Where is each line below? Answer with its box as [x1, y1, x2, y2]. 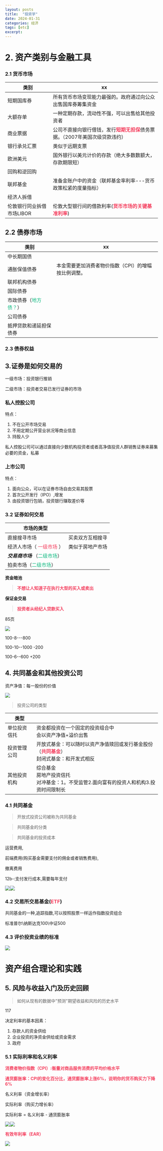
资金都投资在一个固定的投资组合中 [36, 724, 114, 731]
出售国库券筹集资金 [52, 101, 97, 108]
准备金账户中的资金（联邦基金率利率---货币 [52, 178, 155, 184]
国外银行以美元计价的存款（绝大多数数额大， [52, 152, 155, 159]
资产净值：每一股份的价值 [5, 683, 56, 689]
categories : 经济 [5, 20, 39, 26]
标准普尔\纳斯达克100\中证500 [5, 921, 66, 926]
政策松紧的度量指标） [52, 185, 102, 192]
